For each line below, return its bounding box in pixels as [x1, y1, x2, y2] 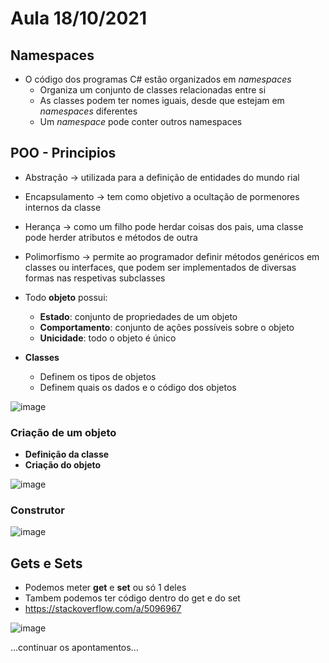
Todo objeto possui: [24, 291, 108, 303]
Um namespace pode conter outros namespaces [39, 116, 243, 127]
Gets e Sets [10, 555, 83, 572]
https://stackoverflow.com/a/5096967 [24, 603, 182, 615]
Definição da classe [24, 448, 110, 461]
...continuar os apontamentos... [10, 642, 139, 654]
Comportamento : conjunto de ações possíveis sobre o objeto [39, 321, 295, 333]
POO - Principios [10, 145, 117, 162]
